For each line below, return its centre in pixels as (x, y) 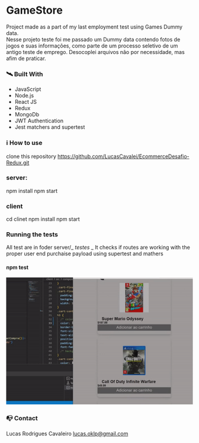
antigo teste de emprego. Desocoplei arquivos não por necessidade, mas (95, 52)
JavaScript (28, 89)
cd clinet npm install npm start (43, 219)
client (15, 206)
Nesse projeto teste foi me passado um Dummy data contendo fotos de (93, 39)
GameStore (35, 10)
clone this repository (31, 156)
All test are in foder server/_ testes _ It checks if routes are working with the (98, 248)
